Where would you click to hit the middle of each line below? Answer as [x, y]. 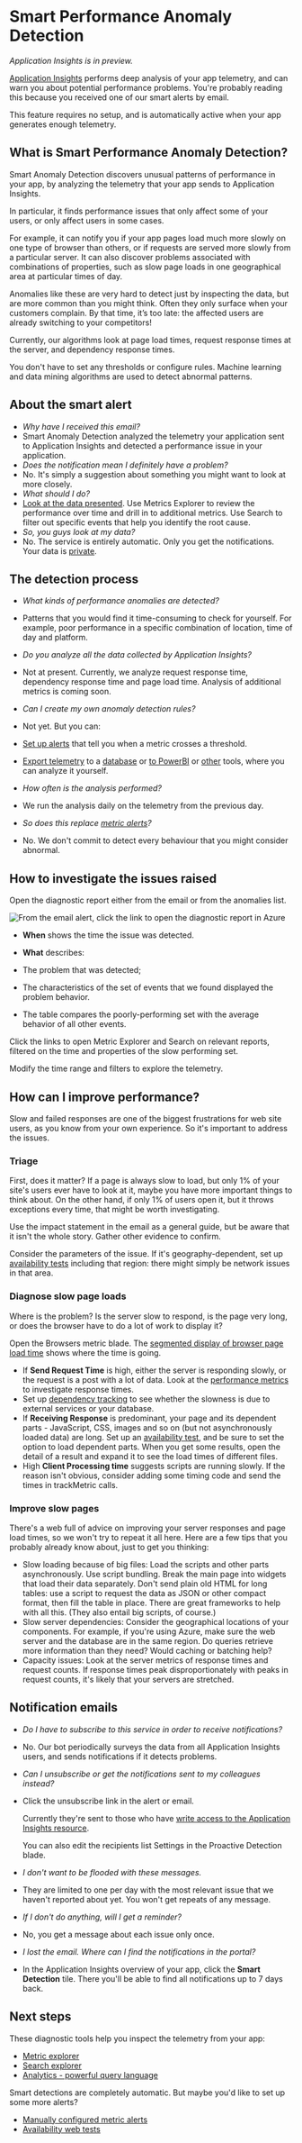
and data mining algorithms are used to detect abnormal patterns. [131, 377]
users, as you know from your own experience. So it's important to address [149, 1128]
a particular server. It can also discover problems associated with [130, 257]
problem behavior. [56, 997]
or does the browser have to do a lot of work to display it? [116, 1325]
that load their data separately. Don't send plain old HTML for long [145, 1584]
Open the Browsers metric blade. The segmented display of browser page [147, 1343]
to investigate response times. [78, 1389]
